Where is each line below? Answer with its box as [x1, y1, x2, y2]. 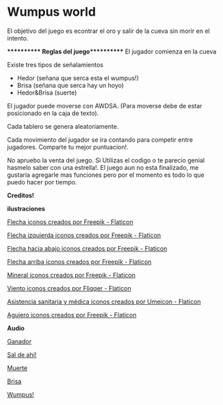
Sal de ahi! [7, 350, 37, 358]
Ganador [7, 337, 32, 345]
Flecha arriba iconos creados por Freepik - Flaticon [7, 258, 152, 266]
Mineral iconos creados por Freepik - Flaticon [7, 271, 135, 279]
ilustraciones [7, 204, 46, 212]
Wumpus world [7, 4, 96, 20]
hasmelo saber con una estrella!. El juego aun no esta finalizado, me [7, 163, 199, 171]
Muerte [7, 364, 28, 372]
